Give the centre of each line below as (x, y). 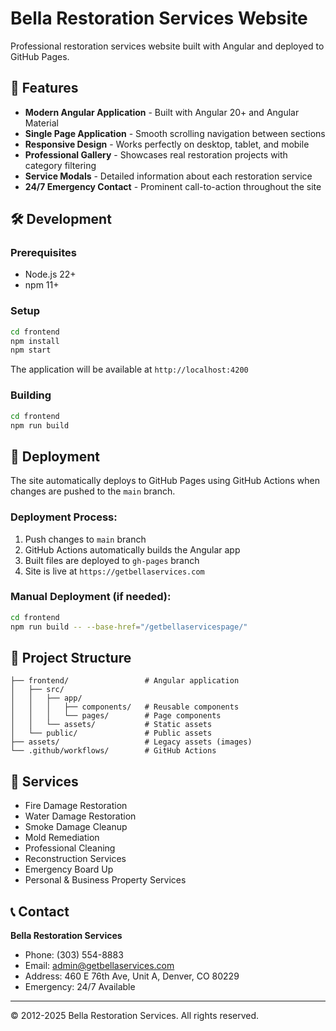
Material (41, 123)
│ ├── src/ (37, 690)
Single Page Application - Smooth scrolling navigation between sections (175, 133)
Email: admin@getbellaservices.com (99, 965)
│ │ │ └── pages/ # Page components (116, 716)
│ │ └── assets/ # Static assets (111, 725)
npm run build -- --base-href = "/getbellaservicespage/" (129, 627)
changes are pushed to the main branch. (93, 491)
